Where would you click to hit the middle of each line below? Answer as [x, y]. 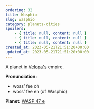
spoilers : [16, 29]
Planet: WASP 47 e [25, 101]
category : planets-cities [32, 24]
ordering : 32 [19, 10]
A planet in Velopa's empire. [35, 67]
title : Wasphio [21, 15]
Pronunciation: [21, 76]
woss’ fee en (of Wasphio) [40, 91]
